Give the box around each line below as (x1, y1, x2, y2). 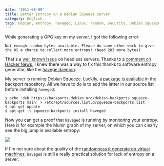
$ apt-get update (5, 104, 41, 110)
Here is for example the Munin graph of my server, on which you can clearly (5, 122, 158, 128)
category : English (5, 16, 42, 21)
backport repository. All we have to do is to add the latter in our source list (5, 81, 154, 87)
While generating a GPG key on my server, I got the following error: (5, 34, 140, 40)
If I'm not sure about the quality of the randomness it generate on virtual (5, 146, 150, 152)
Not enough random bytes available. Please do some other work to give (5, 43, 154, 49)
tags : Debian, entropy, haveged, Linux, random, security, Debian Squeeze (5, 20, 161, 26)
